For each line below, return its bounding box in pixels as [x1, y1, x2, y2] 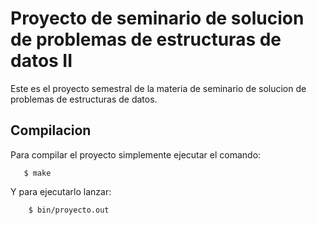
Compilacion [10, 122, 92, 139]
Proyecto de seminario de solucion [10, 7, 305, 30]
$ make [23, 168, 52, 178]
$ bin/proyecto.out [28, 205, 110, 215]
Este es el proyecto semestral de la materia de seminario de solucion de [10, 82, 307, 94]
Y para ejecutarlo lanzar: [10, 185, 112, 197]
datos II [10, 50, 73, 72]
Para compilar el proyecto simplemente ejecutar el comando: [10, 148, 262, 161]
